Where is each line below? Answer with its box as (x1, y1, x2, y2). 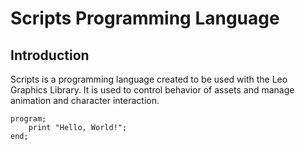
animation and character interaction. (10, 95, 160, 106)
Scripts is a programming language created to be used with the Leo (10, 73, 288, 85)
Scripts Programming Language (10, 7, 280, 30)
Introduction (10, 47, 90, 64)
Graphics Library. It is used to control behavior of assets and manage (10, 84, 295, 96)
